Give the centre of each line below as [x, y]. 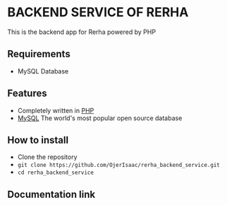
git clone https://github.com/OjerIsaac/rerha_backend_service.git [118, 165]
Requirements [39, 54]
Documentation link [51, 194]
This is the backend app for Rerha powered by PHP [82, 32]
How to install [38, 140]
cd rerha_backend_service [55, 173]
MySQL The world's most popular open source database [100, 118]
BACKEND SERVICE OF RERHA [98, 12]
